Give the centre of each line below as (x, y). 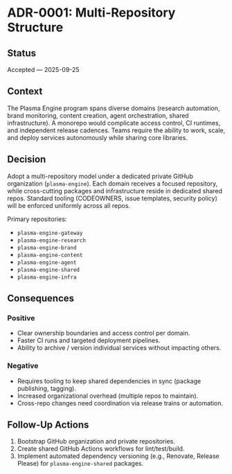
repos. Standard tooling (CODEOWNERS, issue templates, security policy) (113, 198)
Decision (27, 160)
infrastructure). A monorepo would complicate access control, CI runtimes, (114, 123)
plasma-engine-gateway (50, 233)
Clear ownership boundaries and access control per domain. (104, 333)
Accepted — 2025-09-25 (43, 70)
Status (22, 53)
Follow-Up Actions (48, 425)
